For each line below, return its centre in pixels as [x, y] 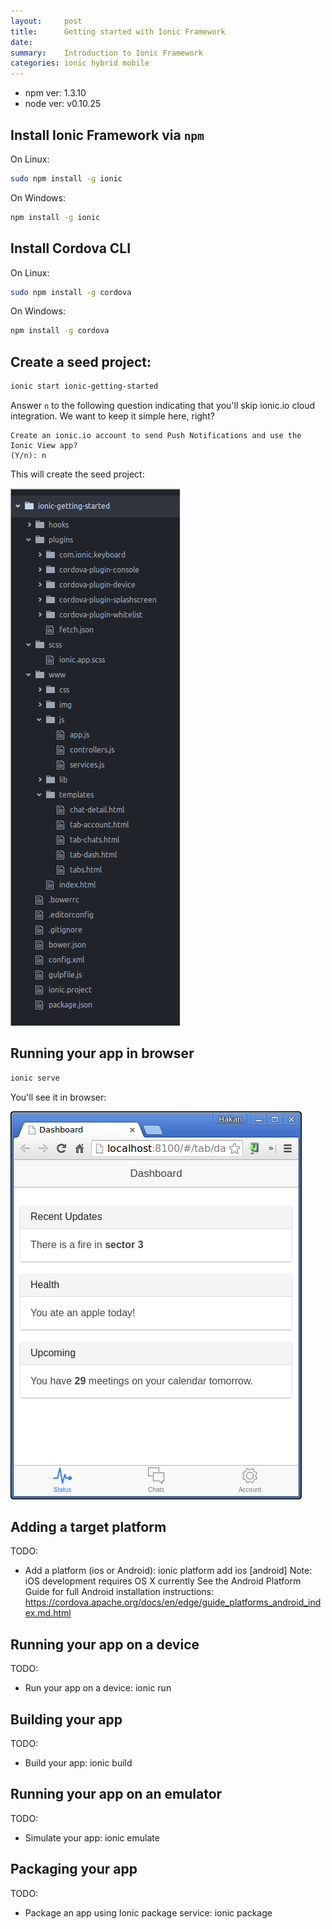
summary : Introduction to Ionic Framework [106, 53]
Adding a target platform [88, 1527]
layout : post [46, 21]
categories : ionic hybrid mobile [80, 63]
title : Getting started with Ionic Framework [118, 31]
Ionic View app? [44, 445]
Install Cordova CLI [71, 248]
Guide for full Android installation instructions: [119, 1592]
